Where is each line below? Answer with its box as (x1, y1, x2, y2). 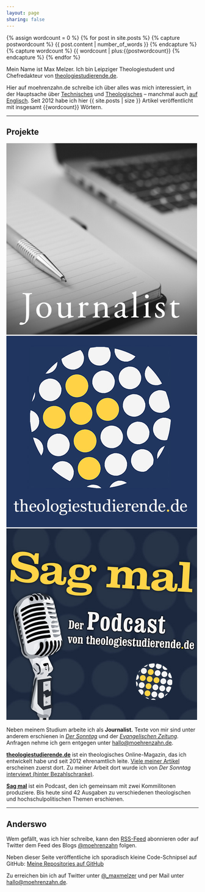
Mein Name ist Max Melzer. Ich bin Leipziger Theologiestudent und (6, 65, 175, 73)
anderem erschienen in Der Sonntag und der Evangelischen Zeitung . (6, 733, 179, 740)
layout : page (6, 10, 40, 16)
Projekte (6, 126, 39, 137)
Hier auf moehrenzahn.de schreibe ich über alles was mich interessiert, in (6, 83, 192, 91)
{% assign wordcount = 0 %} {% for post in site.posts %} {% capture (6, 34, 180, 41)
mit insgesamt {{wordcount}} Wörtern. (6, 103, 103, 110)
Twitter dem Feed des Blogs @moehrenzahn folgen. (6, 842, 137, 849)
